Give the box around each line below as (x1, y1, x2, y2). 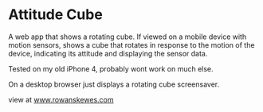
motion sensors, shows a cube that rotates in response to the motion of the (8, 40, 255, 49)
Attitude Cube (8, 6, 104, 24)
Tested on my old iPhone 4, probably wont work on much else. (8, 64, 214, 73)
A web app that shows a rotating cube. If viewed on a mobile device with (8, 32, 247, 41)
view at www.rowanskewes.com (8, 95, 114, 104)
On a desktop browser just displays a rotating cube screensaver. (8, 79, 220, 89)
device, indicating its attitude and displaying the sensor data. (8, 48, 208, 58)
